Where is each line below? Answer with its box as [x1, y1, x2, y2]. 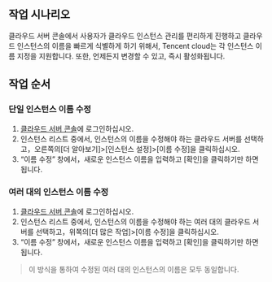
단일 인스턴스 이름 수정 [8, 104, 92, 115]
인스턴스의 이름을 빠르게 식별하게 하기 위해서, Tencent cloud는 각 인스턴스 [16, 41, 254, 50]
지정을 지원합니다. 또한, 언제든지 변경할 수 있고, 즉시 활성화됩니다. [16, 51, 226, 61]
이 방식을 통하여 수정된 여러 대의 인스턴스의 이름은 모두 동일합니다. [28, 264, 239, 274]
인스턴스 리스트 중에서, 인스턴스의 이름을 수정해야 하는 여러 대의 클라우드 [20, 216, 251, 226]
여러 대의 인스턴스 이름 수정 [8, 186, 109, 197]
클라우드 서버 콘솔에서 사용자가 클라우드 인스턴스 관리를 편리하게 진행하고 [8, 31, 242, 41]
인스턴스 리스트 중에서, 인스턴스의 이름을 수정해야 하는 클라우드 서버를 [20, 133, 243, 144]
